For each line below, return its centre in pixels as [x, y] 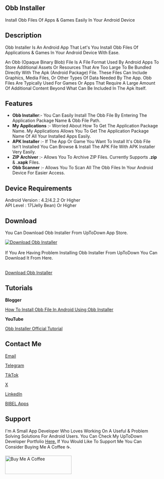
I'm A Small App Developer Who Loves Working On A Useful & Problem [77, 431]
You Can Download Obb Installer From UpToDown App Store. [67, 233]
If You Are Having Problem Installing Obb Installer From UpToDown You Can [81, 253]
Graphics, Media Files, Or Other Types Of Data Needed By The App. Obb [78, 78]
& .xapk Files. [26, 162]
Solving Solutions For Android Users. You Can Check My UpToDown [74, 436]
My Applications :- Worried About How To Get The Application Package [85, 126]
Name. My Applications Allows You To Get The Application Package [81, 131]
